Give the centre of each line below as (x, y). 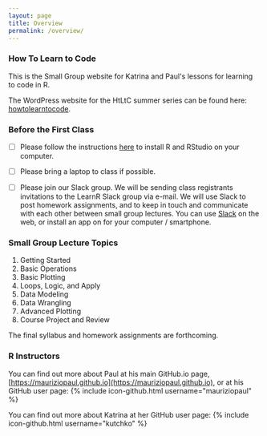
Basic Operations (49, 268)
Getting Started (45, 260)
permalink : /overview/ (46, 30)
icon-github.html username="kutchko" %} (78, 423)
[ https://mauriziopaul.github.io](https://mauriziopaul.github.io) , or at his (126, 382)
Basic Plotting (42, 277)
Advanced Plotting (51, 311)
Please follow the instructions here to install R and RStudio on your (129, 147)
